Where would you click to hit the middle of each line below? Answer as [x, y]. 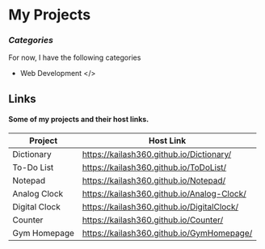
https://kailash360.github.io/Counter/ [153, 220]
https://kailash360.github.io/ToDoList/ [154, 167]
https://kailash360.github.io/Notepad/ [154, 181]
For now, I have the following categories [75, 57]
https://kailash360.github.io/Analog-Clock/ [164, 194]
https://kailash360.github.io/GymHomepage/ [167, 234]
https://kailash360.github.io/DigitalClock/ [160, 207]
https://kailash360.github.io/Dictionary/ [157, 154]
